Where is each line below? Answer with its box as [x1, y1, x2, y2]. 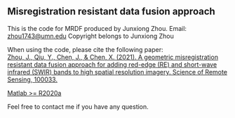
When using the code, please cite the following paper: [7, 45, 163, 53]
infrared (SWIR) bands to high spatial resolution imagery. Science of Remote [7, 67, 228, 76]
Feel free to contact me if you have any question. [7, 102, 149, 111]
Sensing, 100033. [7, 75, 58, 84]
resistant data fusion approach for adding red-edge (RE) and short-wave [7, 60, 217, 69]
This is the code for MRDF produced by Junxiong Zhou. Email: [7, 24, 187, 32]
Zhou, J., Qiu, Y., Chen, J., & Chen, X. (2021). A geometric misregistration [7, 53, 219, 61]
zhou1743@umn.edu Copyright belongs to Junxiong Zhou [7, 32, 174, 40]
